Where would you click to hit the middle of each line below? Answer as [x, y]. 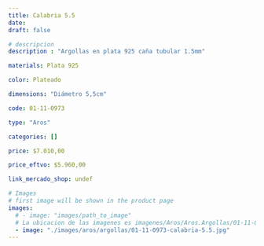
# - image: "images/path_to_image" [73, 215]
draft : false [29, 30]
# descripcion [31, 44]
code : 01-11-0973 [37, 108]
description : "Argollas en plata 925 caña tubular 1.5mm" [107, 52]
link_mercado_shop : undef [50, 179]
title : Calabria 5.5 [42, 15]
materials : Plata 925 [44, 66]
